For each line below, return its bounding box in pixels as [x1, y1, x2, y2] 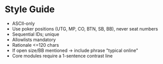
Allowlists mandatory [12, 37, 56, 43]
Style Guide [5, 4, 55, 15]
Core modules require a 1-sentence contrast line [12, 52, 113, 59]
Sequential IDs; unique [12, 31, 59, 37]
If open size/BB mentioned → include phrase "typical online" [12, 47, 139, 53]
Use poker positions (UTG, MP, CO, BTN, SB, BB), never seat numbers [12, 25, 158, 31]
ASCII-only [12, 20, 35, 26]
